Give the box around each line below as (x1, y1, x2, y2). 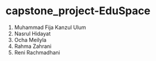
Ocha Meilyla (14, 36, 47, 43)
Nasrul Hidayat (14, 30, 51, 37)
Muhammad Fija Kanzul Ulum (14, 24, 86, 31)
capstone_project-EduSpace (5, 4, 151, 18)
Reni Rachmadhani (14, 49, 60, 56)
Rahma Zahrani (14, 43, 52, 50)
